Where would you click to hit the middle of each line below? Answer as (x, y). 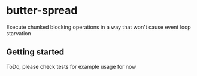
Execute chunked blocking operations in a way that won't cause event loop (99, 27)
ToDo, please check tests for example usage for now (71, 66)
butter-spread (42, 10)
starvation (19, 33)
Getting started (35, 52)
